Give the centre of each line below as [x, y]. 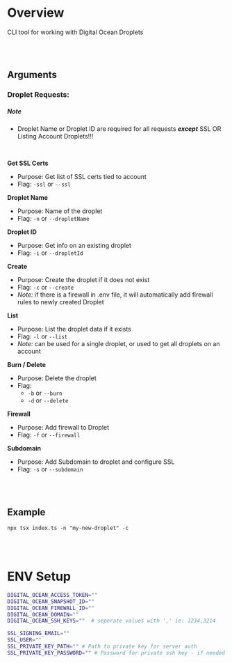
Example [26, 512]
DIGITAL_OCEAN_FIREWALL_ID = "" [51, 608]
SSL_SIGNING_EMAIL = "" [39, 634]
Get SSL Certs [28, 163]
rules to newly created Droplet [60, 302]
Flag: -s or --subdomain [50, 469]
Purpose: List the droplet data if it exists [74, 329]
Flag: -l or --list [42, 336]
